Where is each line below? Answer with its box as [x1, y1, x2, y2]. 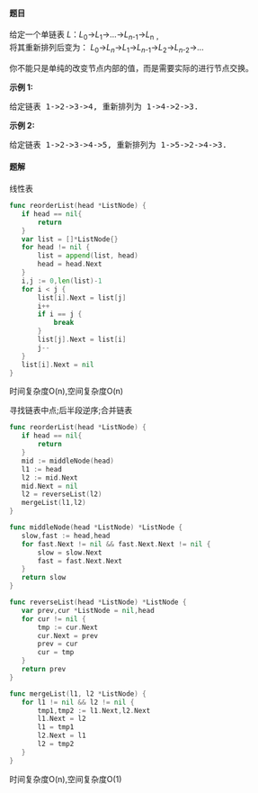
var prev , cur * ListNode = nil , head [21, 606, 155, 615]
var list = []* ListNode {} [21, 234, 119, 244]
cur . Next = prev [37, 631, 99, 640]
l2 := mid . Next [21, 473, 78, 482]
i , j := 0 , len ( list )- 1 [21, 276, 102, 285]
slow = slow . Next [37, 548, 102, 557]
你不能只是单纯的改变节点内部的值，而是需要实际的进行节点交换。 [9, 62, 254, 73]
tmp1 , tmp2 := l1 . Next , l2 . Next [37, 706, 151, 715]
